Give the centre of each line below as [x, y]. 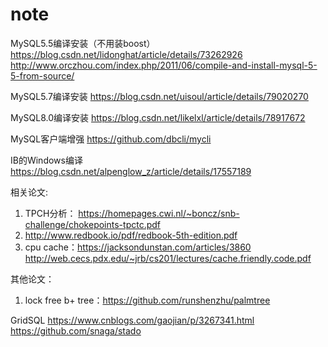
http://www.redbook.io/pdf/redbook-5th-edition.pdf [131, 235]
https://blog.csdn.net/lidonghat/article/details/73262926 [126, 54]
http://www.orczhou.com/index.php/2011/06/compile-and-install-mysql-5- [164, 65]
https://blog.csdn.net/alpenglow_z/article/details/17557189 [131, 171]
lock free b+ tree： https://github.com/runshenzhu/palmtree [147, 300]
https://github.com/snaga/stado [76, 330]
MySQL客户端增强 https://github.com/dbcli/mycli [111, 139]
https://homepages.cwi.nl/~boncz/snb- [159, 213]
